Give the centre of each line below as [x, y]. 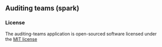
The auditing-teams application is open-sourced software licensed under [81, 34]
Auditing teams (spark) [42, 8]
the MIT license [21, 39]
